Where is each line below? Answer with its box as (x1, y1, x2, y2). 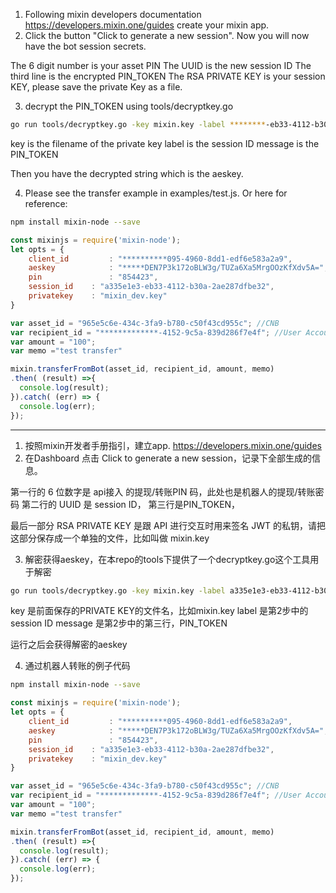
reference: (24, 197, 68, 209)
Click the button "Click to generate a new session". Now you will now (24, 30, 310, 41)
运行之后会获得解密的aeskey (10, 639, 128, 651)
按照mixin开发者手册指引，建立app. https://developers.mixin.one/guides (24, 439, 322, 451)
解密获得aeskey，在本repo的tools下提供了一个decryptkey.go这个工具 (24, 553, 311, 565)
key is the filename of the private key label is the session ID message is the (10, 137, 320, 149)
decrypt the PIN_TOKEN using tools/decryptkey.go (24, 100, 234, 112)
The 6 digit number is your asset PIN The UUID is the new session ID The (10, 60, 312, 71)
